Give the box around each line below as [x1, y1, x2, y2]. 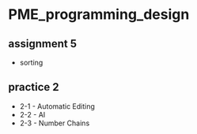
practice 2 [8, 80, 59, 94]
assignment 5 [8, 37, 78, 50]
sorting [19, 58, 44, 67]
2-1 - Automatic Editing [19, 101, 95, 111]
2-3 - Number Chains [19, 118, 90, 128]
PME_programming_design [8, 6, 190, 24]
